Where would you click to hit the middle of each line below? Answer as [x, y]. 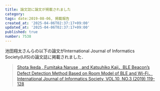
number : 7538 [18, 37]
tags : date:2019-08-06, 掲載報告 [37, 18]
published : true [21, 32]
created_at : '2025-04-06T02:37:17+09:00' [48, 23]
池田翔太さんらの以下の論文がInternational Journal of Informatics [70, 51]
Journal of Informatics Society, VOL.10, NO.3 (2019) [94, 78]
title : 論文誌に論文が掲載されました [38, 9]
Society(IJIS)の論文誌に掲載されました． [46, 57]
